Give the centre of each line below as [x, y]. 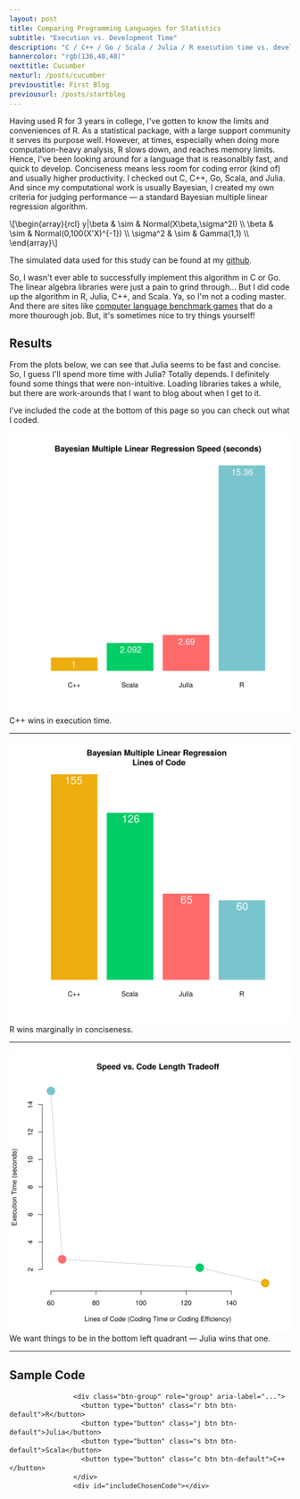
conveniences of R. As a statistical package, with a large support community [150, 131]
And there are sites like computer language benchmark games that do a [141, 306]
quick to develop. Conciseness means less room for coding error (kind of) [145, 168]
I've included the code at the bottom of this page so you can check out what [150, 410]
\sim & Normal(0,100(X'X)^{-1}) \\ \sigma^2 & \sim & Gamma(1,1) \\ [129, 233]
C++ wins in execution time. [61, 720]
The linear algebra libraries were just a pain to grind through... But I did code [150, 287]
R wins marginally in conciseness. [71, 1030]
